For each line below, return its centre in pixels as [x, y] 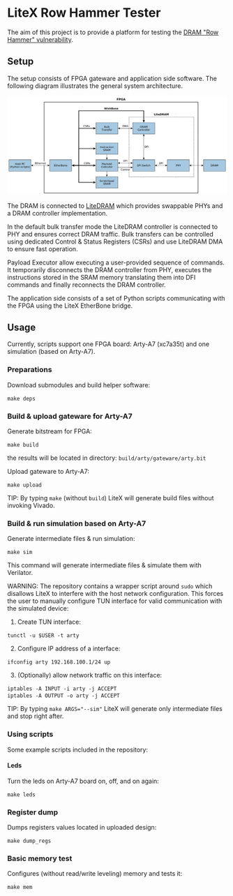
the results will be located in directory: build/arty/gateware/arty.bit [107, 458]
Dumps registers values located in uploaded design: [82, 828]
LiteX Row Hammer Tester [84, 13]
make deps [22, 398]
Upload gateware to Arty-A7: [48, 472]
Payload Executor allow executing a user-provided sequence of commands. [116, 262]
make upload [24, 485]
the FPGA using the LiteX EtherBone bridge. [70, 306]
